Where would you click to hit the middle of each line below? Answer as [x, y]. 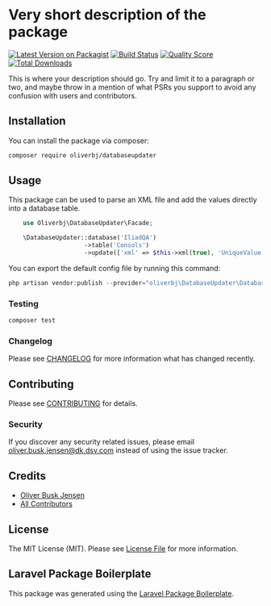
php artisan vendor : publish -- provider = [77, 283]
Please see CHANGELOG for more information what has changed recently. [132, 359]
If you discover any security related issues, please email [102, 442]
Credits [27, 476]
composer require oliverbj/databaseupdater [83, 155]
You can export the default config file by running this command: [115, 268]
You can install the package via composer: [79, 140]
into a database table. [44, 208]
